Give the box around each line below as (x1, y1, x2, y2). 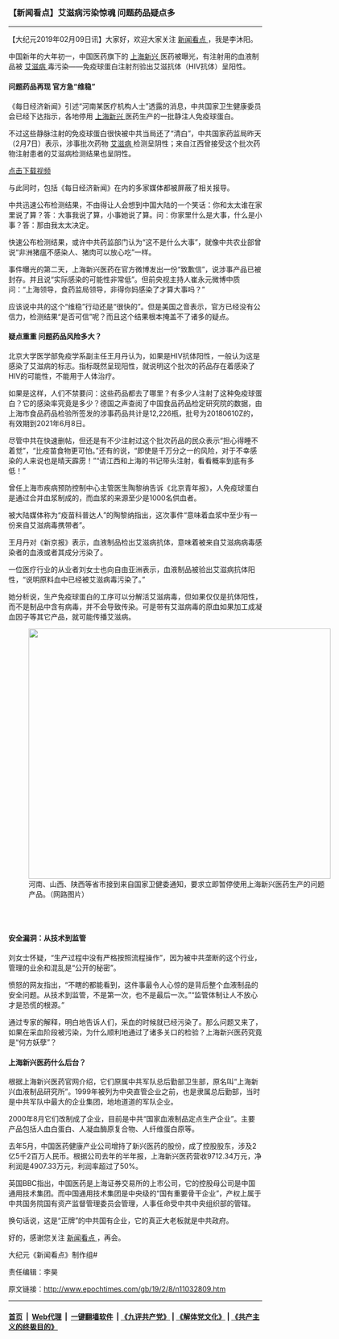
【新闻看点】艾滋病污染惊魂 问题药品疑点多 (8, 6, 176, 18)
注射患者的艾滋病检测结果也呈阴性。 (14, 148, 135, 158)
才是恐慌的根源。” (8, 1000, 65, 1009)
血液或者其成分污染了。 (29, 547, 107, 557)
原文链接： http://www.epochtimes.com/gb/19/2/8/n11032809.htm (8, 1284, 226, 1294)
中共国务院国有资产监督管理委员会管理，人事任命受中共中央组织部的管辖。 (8, 1199, 255, 1208)
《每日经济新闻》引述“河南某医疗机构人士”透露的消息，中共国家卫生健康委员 (8, 101, 262, 110)
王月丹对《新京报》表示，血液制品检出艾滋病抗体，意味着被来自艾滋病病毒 (8, 537, 255, 547)
